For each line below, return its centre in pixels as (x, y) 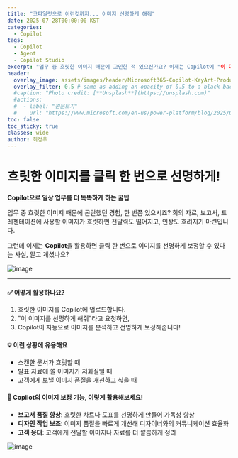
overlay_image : (36, 80)
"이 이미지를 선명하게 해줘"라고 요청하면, (73, 318)
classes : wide (28, 133)
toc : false (23, 119)
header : (19, 73)
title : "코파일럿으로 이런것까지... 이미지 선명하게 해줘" (81, 14)
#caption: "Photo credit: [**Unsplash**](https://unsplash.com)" (112, 93)
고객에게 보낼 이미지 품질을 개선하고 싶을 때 (77, 380)
